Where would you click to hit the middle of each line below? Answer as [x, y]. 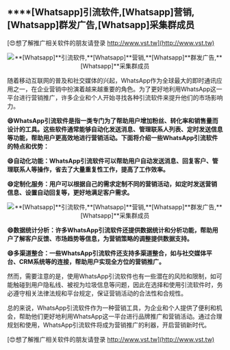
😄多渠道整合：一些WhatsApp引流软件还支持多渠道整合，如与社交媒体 [107, 253]
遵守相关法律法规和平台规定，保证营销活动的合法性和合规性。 [100, 293]
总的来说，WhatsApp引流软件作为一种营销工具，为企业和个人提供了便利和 [112, 308]
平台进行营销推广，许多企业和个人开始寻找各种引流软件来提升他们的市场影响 [115, 97]
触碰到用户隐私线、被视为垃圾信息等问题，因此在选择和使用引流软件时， [115, 284]
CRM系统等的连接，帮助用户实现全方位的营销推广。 [92, 261]
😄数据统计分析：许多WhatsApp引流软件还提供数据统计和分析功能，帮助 [110, 230]
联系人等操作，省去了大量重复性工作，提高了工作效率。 [91, 169]
